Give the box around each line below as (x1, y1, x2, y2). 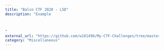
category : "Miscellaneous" (5, 38, 60, 43)
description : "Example (5, 12, 51, 17)
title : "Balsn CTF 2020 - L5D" (5, 7, 69, 12)
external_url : (5, 33, 34, 38)
